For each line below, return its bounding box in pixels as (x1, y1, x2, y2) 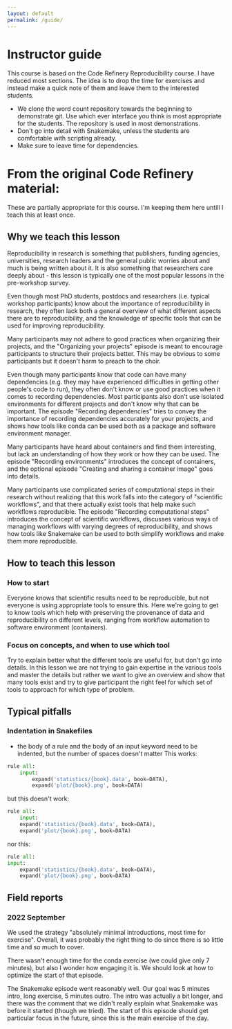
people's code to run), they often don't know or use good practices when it (7, 385, 221, 393)
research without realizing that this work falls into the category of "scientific (7, 493, 223, 501)
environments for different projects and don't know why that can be (7, 400, 200, 409)
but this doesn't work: (7, 794, 70, 803)
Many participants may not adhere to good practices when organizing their (7, 335, 220, 343)
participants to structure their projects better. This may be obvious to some (7, 350, 220, 358)
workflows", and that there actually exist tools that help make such (7, 500, 196, 509)
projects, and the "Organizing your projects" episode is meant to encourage (7, 342, 223, 350)
